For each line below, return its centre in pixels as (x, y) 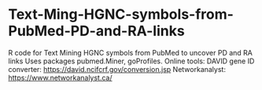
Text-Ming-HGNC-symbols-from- (121, 14)
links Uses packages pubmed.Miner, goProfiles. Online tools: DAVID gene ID (131, 61)
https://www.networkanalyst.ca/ (60, 77)
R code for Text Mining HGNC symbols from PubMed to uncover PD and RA (131, 52)
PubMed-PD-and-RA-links (96, 31)
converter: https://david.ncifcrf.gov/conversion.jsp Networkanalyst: (117, 69)
